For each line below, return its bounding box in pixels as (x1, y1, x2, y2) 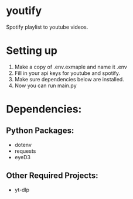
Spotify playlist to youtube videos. (6, 23, 88, 30)
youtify (6, 4, 42, 18)
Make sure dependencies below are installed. (14, 76, 124, 83)
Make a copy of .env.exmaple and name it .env (14, 63, 127, 70)
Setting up (6, 44, 57, 57)
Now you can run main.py (14, 82, 77, 89)
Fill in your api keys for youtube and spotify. (14, 69, 121, 77)
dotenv (14, 141, 32, 148)
